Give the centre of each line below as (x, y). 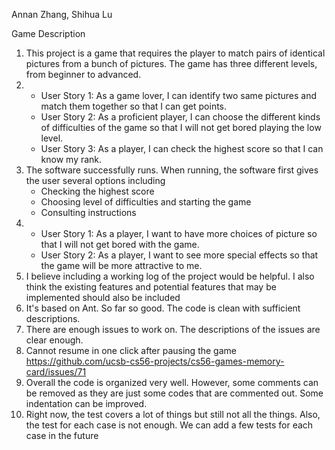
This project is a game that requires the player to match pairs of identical (175, 53)
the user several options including (95, 180)
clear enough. (54, 340)
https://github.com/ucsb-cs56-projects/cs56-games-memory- (155, 361)
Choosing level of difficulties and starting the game (146, 202)
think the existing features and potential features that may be (151, 287)
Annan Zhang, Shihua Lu (62, 14)
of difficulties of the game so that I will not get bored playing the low (181, 127)
